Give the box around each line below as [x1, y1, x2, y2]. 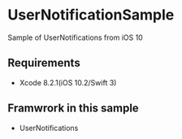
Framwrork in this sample [7, 102, 139, 115]
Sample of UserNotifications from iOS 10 [7, 33, 143, 42]
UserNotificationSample [7, 6, 175, 24]
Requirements [7, 56, 80, 70]
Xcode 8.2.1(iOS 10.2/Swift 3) [19, 77, 117, 87]
